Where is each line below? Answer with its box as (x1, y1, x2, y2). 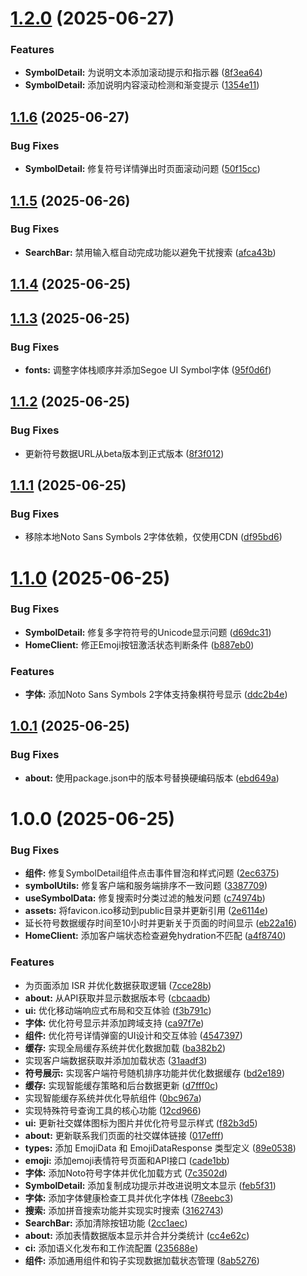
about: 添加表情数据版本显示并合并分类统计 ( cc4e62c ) (24, 1229, 250, 1241)
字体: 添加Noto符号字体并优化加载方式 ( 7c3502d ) (24, 1167, 228, 1179)
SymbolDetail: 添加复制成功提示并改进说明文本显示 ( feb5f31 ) (24, 1179, 277, 1191)
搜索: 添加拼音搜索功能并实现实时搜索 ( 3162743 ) (24, 1204, 224, 1216)
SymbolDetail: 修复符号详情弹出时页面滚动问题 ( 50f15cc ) (24, 163, 261, 175)
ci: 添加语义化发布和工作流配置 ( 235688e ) (24, 1242, 199, 1254)
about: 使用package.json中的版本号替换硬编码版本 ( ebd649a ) (24, 772, 280, 784)
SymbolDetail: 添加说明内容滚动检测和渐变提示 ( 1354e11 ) (24, 79, 260, 91)
